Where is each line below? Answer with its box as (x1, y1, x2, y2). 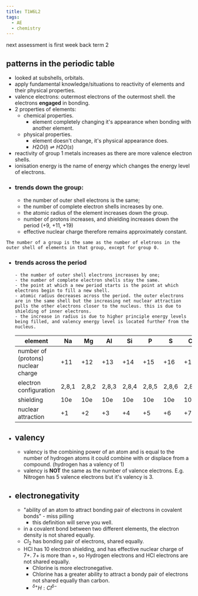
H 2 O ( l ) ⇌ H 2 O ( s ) (32, 143, 74, 151)
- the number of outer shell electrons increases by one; (14, 272, 160, 278)
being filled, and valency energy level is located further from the (14, 318, 190, 324)
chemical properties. (23, 112, 74, 119)
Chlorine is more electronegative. (32, 565, 113, 572)
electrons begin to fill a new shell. (14, 288, 110, 294)
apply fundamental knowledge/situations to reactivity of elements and (14, 80, 184, 88)
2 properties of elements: (14, 106, 77, 113)
